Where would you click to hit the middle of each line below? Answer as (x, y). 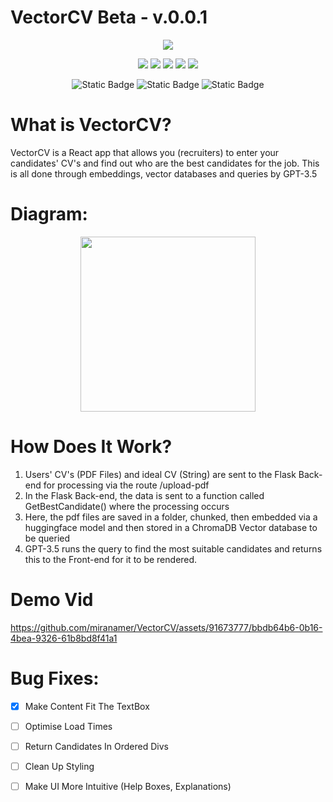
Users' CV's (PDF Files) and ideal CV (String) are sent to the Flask (160, 474)
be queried (47, 538)
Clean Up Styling (59, 766)
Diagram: (49, 214)
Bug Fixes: (55, 678)
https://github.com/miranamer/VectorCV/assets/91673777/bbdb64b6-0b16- (166, 627)
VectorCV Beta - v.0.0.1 (109, 17)
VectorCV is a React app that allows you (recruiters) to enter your (145, 152)
